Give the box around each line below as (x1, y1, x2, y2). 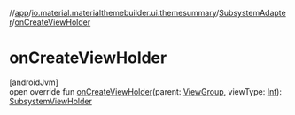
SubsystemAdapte (218, 8, 286, 18)
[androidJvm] (9, 77, 59, 88)
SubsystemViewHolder (9, 96, 93, 106)
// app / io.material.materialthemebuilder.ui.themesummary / (9, 8, 220, 18)
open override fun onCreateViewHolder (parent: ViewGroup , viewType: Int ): (9, 86, 282, 96)
